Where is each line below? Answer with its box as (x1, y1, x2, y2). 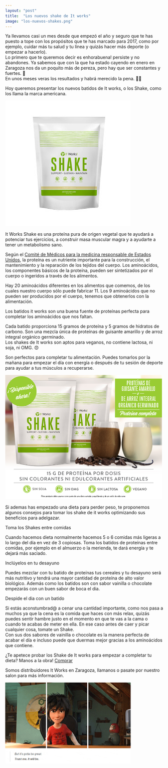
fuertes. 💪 (5, 70, 26, 76)
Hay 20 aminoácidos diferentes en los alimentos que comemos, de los (5, 282, 150, 288)
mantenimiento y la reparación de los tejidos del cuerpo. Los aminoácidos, (5, 262, 159, 268)
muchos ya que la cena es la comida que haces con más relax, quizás (5, 610, 149, 617)
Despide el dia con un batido (5, 595, 65, 601)
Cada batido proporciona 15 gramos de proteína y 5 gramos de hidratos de (5, 324, 159, 330)
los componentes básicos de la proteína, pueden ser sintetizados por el (5, 267, 153, 273)
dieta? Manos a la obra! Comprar (5, 657, 73, 663)
